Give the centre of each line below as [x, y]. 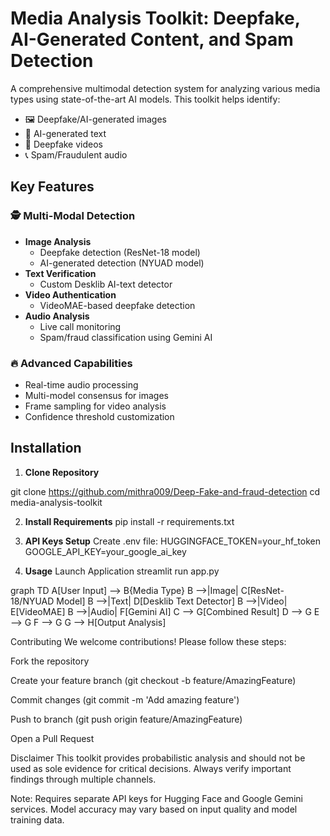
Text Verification [60, 273]
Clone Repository [62, 472]
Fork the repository [50, 661]
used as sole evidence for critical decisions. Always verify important [151, 768]
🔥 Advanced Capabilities [71, 363]
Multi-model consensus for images [96, 395]
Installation [46, 448]
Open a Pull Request [52, 738]
